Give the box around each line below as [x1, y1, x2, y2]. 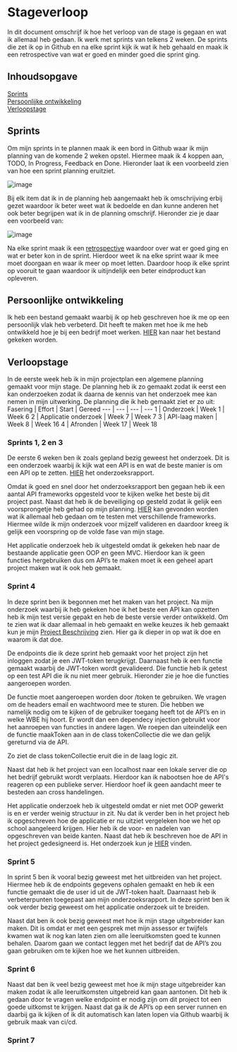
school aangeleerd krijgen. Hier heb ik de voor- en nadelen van [7, 823, 190, 832]
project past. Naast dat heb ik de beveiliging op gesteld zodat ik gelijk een [7, 497, 222, 506]
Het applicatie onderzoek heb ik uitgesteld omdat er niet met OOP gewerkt [7, 801, 224, 810]
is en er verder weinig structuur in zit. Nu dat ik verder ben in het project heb [7, 809, 230, 817]
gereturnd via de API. [7, 737, 69, 746]
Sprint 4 [7, 582, 36, 591]
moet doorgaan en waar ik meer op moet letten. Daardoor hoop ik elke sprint [7, 259, 230, 267]
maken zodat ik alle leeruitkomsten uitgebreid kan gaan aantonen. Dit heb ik [7, 988, 228, 996]
